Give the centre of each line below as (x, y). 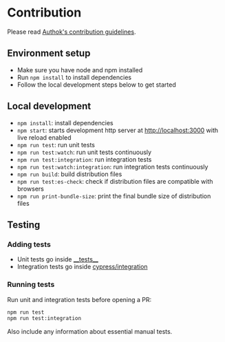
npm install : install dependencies (65, 122)
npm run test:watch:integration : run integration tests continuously (112, 167)
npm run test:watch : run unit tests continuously (84, 152)
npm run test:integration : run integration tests (84, 159)
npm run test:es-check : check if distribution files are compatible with (115, 181)
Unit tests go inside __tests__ (57, 259)
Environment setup (49, 53)
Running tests (31, 285)
